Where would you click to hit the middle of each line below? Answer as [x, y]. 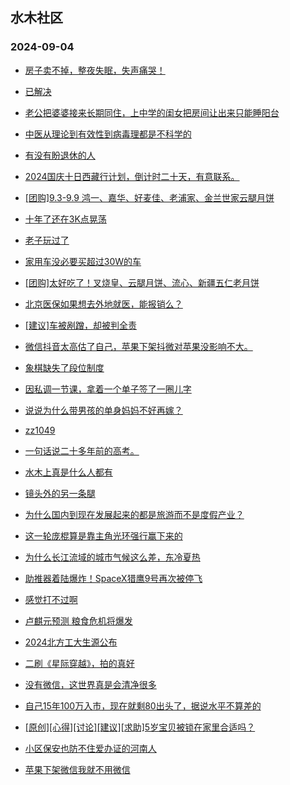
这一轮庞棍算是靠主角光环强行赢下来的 [103, 535]
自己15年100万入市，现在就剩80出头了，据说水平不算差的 [143, 705]
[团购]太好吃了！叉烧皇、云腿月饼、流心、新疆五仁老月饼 [142, 282]
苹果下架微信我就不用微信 [77, 769]
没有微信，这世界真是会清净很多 [90, 684]
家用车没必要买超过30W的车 [83, 261]
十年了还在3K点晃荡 [65, 219]
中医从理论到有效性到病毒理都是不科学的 [108, 134]
